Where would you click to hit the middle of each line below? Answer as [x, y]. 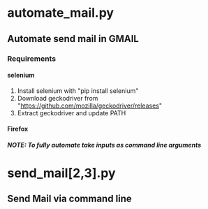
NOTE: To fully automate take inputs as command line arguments [104, 145]
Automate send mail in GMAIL [73, 39]
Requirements [32, 59]
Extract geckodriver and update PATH [72, 113]
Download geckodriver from [58, 98]
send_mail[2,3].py [62, 173]
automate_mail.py [60, 13]
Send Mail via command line [70, 199]
